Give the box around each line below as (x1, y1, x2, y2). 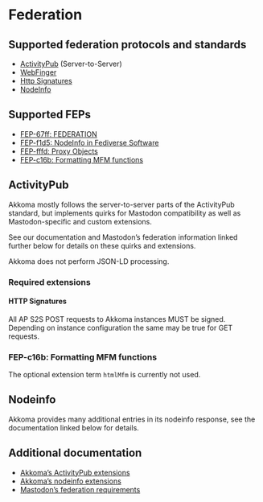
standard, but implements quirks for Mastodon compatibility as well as (8, 208, 241, 218)
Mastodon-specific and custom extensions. (8, 216, 153, 226)
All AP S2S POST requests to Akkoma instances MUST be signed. (8, 314, 226, 323)
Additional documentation (8, 446, 142, 460)
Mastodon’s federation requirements (19, 484, 141, 494)
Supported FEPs (8, 108, 91, 121)
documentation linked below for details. (8, 422, 139, 432)
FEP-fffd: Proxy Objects (19, 146, 98, 156)
